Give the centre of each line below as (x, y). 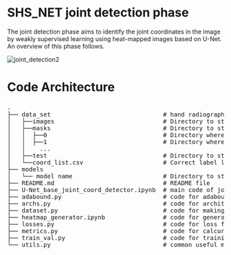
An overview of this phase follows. (56, 46)
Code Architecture (61, 87)
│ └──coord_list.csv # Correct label (112, 162)
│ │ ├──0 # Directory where (116, 135)
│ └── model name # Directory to (111, 176)
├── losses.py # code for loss (112, 224)
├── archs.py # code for (103, 203)
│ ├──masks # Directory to (111, 128)
